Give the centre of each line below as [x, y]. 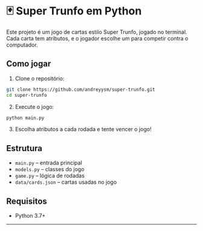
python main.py [25, 118]
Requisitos [27, 201]
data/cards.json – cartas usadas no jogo [66, 182]
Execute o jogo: [34, 106]
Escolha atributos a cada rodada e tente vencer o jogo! [83, 129]
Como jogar [29, 64]
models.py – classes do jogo [50, 169]
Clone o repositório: [40, 78]
